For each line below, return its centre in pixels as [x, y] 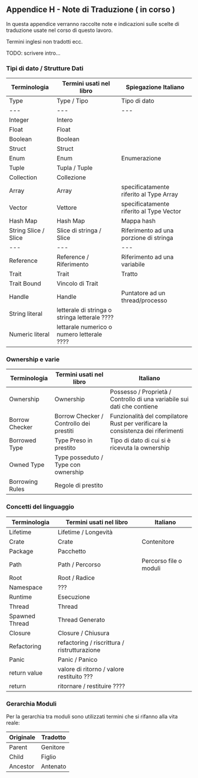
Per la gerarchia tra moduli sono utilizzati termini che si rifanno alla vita [92, 716]
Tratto [129, 274]
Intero [65, 120]
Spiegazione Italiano [155, 87]
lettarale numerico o [85, 327]
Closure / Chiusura [84, 633]
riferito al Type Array [150, 194]
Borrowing [24, 482]
